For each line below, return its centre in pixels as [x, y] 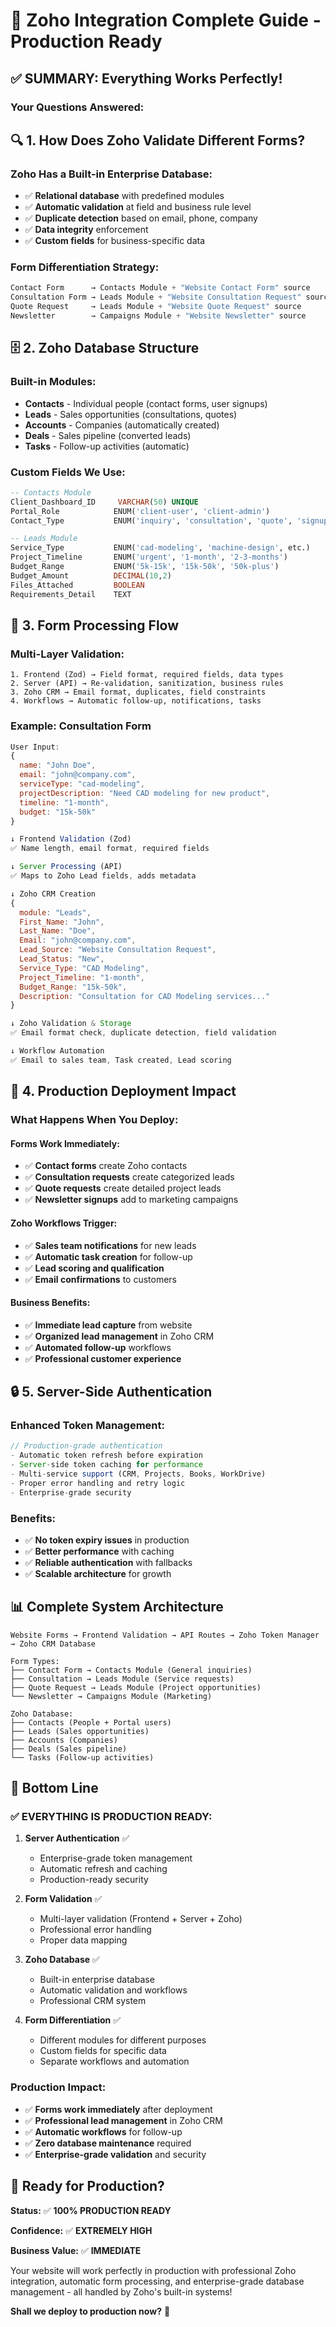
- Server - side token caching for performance [106, 1465]
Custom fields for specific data [103, 2051]
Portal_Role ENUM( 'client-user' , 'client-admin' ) [140, 511]
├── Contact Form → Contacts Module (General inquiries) [131, 1670]
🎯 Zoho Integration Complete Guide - [166, 20]
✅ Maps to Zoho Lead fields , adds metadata [103, 876]
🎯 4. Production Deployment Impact [123, 1091]
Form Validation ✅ [63, 1899]
